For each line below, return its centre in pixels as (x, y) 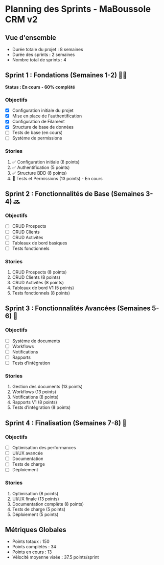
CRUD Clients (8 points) (36, 277)
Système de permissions (37, 138)
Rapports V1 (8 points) (35, 402)
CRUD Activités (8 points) (38, 283)
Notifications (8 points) (35, 397)
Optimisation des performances (44, 448)
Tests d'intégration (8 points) (41, 407)
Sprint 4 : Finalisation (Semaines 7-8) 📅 (66, 423)
